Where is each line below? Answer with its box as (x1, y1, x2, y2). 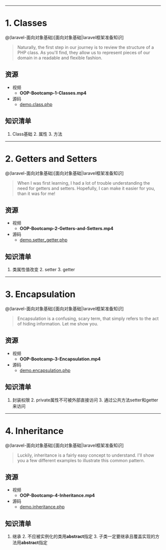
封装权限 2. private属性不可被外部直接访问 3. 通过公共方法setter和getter (12, 397, 159, 403)
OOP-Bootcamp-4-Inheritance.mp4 (19, 492, 95, 499)
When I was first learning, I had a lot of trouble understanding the (17, 180, 150, 186)
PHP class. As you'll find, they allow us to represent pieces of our (17, 49, 151, 55)
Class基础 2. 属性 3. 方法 (12, 131, 63, 137)
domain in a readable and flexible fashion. (17, 55, 103, 61)
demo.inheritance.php (19, 504, 65, 510)
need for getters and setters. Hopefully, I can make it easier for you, (17, 185, 156, 191)
